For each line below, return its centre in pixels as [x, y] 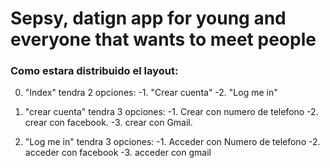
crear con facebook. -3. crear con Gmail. [108, 123]
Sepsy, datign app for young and [148, 18]
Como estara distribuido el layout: [94, 71]
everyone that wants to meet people [163, 39]
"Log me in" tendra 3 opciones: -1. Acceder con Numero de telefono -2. [172, 142]
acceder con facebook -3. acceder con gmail [118, 153]
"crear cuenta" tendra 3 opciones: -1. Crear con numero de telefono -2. [171, 112]
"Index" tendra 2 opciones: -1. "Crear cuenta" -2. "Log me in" [151, 93]
